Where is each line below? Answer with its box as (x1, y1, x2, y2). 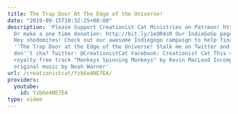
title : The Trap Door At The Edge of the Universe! (7, 10, 163, 18)
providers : (7, 76, 40, 84)
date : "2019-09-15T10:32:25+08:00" (7, 17, 113, 24)
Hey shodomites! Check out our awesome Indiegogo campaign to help (13, 37, 217, 44)
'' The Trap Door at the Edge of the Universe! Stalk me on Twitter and (13, 43, 230, 50)
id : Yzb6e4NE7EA (20, 89, 69, 96)
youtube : (13, 83, 40, 90)
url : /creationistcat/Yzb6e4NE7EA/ (7, 69, 113, 76)
